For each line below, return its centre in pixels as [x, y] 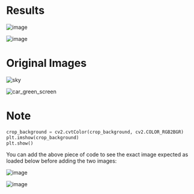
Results [26, 11]
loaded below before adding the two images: [62, 161]
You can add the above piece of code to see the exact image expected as [97, 155]
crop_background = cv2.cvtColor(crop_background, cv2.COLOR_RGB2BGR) [95, 132]
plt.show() [20, 143]
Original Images [47, 63]
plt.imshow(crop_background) [43, 137]
